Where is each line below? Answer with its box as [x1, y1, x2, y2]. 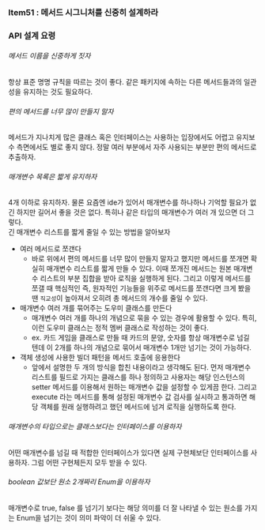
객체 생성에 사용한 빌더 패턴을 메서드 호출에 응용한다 [19, 353, 180, 363]
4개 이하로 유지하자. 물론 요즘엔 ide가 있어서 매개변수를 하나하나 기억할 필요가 [8, 197, 248, 207]
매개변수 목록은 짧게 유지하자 [8, 171, 97, 181]
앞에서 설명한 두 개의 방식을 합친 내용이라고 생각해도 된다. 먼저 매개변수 [31, 363, 252, 372]
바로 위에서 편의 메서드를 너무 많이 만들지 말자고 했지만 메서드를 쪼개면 [31, 254, 249, 264]
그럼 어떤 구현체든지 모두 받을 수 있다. [31, 457, 148, 467]
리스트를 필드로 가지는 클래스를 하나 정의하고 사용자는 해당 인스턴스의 [31, 373, 245, 382]
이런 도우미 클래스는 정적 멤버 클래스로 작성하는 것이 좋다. [31, 323, 210, 333]
